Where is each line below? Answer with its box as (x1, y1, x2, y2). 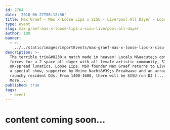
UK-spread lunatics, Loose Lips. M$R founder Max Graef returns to (10, 64, 155, 69)
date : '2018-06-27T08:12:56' (5, 12, 67, 17)
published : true (5, 82, 39, 88)
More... (10, 78, 26, 83)
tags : (5, 87, 17, 93)
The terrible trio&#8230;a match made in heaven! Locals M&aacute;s (10, 54, 157, 60)
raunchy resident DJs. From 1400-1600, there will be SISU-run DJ (10, 73, 153, 78)
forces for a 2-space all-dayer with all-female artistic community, (10, 59, 159, 64)
